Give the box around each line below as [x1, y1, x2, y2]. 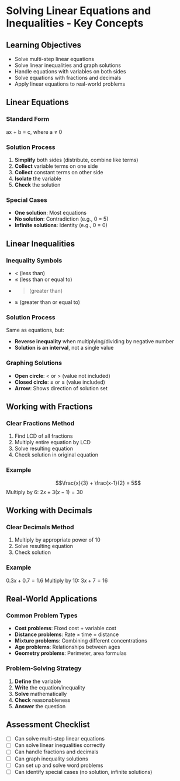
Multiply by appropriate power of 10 [14, 536, 101, 543]
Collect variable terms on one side [14, 163, 98, 170]
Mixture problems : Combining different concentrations [14, 637, 147, 644]
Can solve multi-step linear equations [14, 735, 105, 742]
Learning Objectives [6, 40, 82, 50]
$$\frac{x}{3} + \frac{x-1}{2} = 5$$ [55, 479, 141, 486]
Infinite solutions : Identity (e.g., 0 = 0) [14, 222, 108, 229]
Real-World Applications [6, 594, 98, 604]
